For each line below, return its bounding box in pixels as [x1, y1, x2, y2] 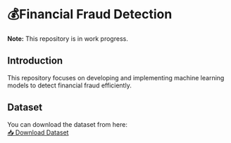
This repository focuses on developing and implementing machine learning [7, 73, 225, 82]
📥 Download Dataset [7, 128, 69, 137]
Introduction [7, 55, 63, 67]
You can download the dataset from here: [7, 120, 128, 128]
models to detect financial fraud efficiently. [7, 81, 132, 89]
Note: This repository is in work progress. [7, 34, 128, 43]
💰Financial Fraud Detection [7, 6, 173, 23]
